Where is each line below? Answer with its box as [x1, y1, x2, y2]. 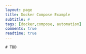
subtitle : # [5, 17, 30, 22]
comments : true [5, 26, 37, 31]
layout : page [5, 7, 32, 13]
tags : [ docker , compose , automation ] [5, 21, 81, 27]
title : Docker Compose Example [5, 12, 70, 17]
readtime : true [5, 31, 37, 36]
